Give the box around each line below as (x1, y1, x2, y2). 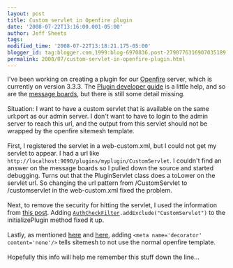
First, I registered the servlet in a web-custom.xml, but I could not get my (7, 141, 217, 150)
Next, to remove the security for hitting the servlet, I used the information (7, 200, 218, 209)
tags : (7, 36, 23, 43)
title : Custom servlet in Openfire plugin (7, 17, 133, 24)
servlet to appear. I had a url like (7, 149, 100, 157)
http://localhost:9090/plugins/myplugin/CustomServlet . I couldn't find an (7, 156, 222, 165)
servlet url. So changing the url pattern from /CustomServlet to (7, 179, 188, 187)
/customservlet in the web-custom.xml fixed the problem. (7, 186, 172, 194)
